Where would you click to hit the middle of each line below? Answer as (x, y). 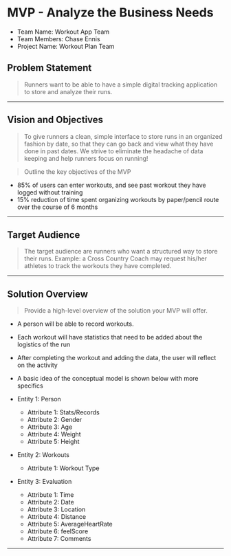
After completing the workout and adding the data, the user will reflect (117, 358)
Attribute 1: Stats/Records (63, 412)
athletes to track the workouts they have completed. (98, 266)
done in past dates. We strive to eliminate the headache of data (113, 151)
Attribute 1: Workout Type (63, 468)
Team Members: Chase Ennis (59, 38)
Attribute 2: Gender (55, 420)
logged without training (50, 192)
